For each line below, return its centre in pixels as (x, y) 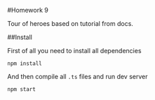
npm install (25, 64)
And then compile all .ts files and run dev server (77, 77)
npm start (22, 90)
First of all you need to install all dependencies (74, 51)
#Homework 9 (28, 10)
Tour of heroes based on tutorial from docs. (70, 23)
